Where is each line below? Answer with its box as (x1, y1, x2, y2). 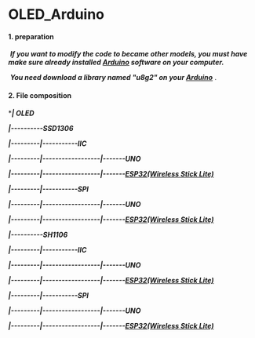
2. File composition (8, 90, 72, 100)
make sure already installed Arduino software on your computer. (8, 57, 224, 67)
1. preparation (8, 31, 55, 41)
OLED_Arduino (8, 5, 104, 24)
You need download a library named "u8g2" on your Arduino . (9, 73, 217, 82)
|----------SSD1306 (8, 123, 74, 133)
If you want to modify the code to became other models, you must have (9, 49, 248, 59)
